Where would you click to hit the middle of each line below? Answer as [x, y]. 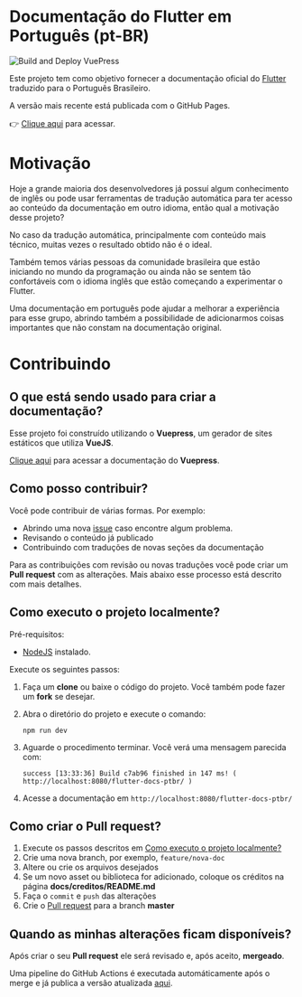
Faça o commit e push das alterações [89, 896]
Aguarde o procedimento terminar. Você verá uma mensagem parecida [154, 747]
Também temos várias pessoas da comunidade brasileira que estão [135, 262]
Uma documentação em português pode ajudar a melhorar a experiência [145, 308]
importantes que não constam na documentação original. [116, 327]
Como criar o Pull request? [86, 826]
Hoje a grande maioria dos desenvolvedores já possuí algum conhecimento [149, 188]
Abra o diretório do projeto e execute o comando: [114, 714]
